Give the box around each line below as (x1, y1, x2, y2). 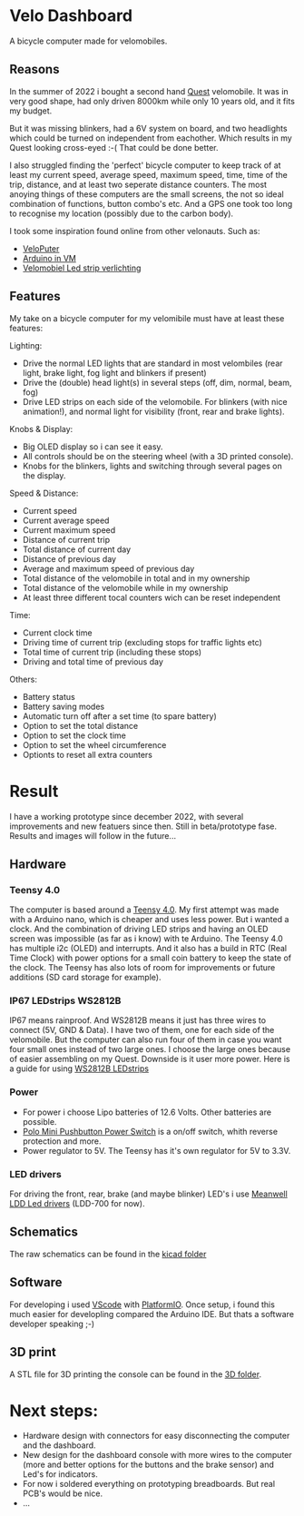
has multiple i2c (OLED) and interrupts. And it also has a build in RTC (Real (9, 943, 288, 954)
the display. (22, 469, 66, 481)
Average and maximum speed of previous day (22, 563, 195, 574)
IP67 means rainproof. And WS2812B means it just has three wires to (9, 1015, 266, 1026)
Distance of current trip (22, 534, 111, 545)
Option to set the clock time (22, 730, 127, 741)
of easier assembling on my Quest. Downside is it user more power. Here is (9, 1054, 290, 1065)
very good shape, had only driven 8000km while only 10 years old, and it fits (9, 95, 295, 106)
